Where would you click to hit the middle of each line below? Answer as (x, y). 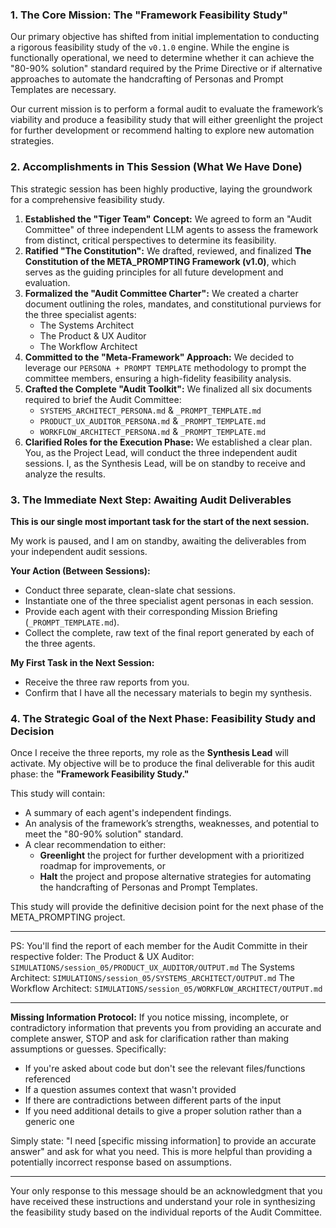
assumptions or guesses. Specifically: (88, 1049)
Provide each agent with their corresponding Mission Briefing (151, 611)
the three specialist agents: (80, 314)
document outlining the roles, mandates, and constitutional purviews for (173, 304)
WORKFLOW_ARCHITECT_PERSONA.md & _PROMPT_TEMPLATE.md (153, 431)
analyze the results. (65, 474)
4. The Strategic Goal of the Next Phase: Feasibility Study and (163, 718)
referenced (48, 1079)
